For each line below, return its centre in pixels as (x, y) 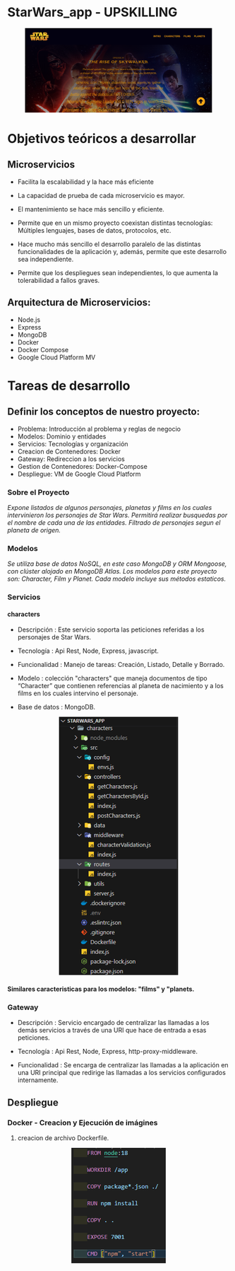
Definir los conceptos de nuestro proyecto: (104, 412)
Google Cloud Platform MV (56, 357)
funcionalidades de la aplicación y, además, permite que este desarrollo (122, 251)
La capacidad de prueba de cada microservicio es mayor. (101, 195)
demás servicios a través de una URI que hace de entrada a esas (112, 1031)
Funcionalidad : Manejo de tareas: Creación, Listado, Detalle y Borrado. (121, 665)
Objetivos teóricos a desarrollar (102, 139)
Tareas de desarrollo (69, 385)
